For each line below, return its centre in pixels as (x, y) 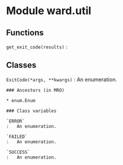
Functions (25, 33)
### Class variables (32, 111)
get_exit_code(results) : (37, 47)
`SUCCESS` (18, 152)
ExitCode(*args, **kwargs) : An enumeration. (61, 79)
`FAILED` (17, 137)
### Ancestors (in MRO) (35, 90)
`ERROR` (16, 121)
